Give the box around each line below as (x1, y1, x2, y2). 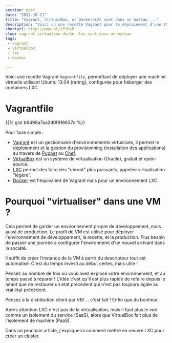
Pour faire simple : (5, 129, 44, 136)
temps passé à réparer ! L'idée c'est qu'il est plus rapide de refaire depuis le (5, 276, 165, 282)
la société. (5, 245, 27, 251)
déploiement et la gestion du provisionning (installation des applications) (12, 145, 166, 151)
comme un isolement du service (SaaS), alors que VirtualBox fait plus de (5, 312, 158, 318)
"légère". (12, 172, 32, 178)
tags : (5, 36, 17, 42)
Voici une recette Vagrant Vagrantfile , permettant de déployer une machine (5, 74, 166, 80)
